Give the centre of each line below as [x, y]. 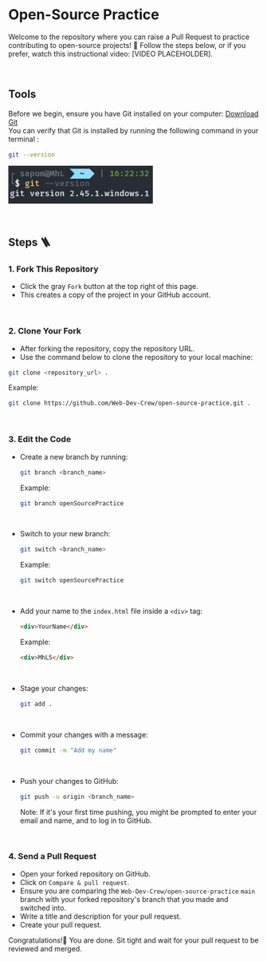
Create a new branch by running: [74, 457]
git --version [32, 154]
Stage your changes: [54, 688]
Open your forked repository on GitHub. [85, 874]
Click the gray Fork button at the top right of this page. [109, 287]
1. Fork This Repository [53, 269]
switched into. [43, 908]
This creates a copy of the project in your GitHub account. [115, 295]
